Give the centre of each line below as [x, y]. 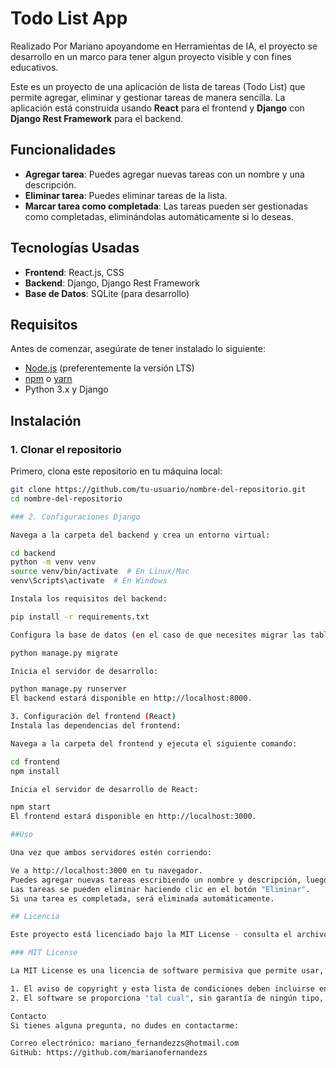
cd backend [33, 553]
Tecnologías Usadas [75, 248]
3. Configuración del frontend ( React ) [93, 717]
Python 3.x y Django [66, 389]
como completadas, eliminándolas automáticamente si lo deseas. [159, 216]
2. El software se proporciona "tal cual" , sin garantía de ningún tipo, [167, 998]
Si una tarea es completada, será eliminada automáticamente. [142, 898]
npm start [31, 807]
